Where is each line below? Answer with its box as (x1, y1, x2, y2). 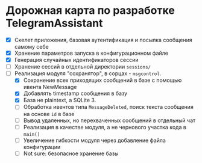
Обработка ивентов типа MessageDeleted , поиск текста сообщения (23, 103, 194, 111)
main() (23, 131, 40, 137)
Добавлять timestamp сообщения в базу (23, 90, 128, 97)
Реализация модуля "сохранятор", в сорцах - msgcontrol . (14, 70, 162, 77)
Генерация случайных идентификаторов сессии (14, 57, 139, 64)
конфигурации (23, 143, 61, 150)
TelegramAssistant (5, 16, 103, 30)
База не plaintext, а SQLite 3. (23, 97, 96, 104)
